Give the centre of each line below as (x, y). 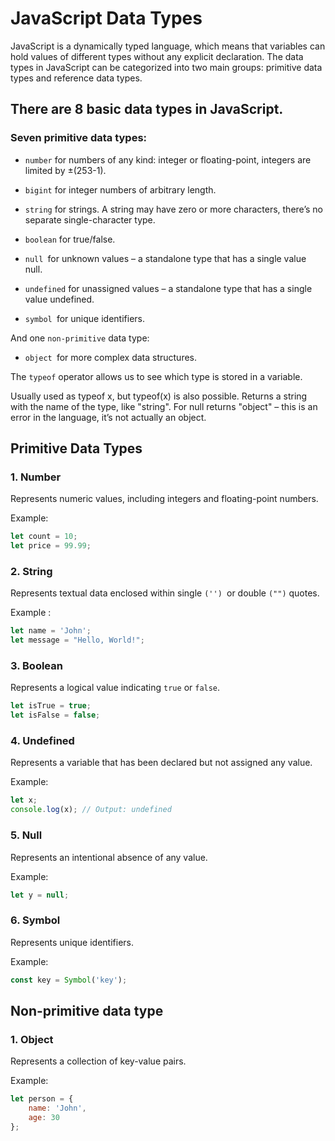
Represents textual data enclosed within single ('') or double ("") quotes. (165, 593)
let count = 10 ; (44, 537)
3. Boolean (36, 666)
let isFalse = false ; (55, 715)
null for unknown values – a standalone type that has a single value (165, 258)
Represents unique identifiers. (72, 942)
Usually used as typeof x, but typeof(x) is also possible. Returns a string (159, 396)
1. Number (36, 477)
